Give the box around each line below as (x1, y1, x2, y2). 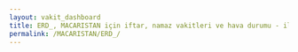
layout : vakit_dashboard (9, 12, 101, 22)
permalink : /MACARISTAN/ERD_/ (9, 29, 122, 38)
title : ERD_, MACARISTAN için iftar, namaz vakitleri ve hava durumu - (9, 21, 279, 30)
